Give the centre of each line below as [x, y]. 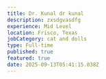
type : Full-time [30, 45]
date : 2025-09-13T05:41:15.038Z [53, 65]
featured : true [29, 58]
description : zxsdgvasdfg [44, 20]
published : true [30, 52]
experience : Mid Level [39, 26]
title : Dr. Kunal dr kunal [45, 13]
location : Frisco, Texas [42, 33]
